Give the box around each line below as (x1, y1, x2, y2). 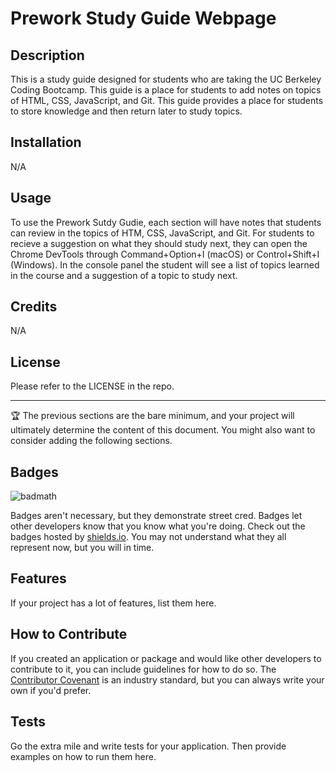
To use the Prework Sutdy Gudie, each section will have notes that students (10, 216, 322, 228)
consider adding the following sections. (10, 435, 173, 447)
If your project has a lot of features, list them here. (10, 597, 217, 609)
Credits (10, 298, 58, 316)
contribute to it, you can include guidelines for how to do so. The (10, 663, 277, 675)
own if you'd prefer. (10, 684, 92, 696)
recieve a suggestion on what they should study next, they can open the (10, 237, 308, 249)
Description (10, 47, 85, 64)
